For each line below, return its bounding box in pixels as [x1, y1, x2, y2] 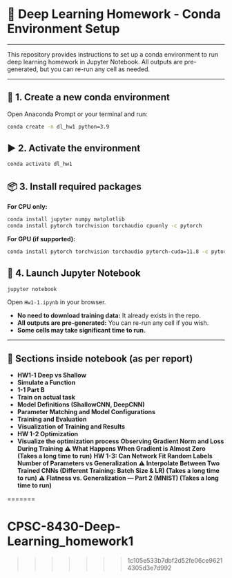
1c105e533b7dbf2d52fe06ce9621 [127, 557, 223, 565]
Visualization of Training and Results [17, 422, 126, 431]
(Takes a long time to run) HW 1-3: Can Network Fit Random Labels [17, 452, 213, 460]
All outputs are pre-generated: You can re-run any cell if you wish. [17, 319, 209, 327]
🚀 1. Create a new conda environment [7, 91, 171, 103]
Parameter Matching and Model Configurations [17, 408, 155, 416]
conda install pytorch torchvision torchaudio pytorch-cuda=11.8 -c [7, 248, 209, 255]
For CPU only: [7, 203, 48, 211]
